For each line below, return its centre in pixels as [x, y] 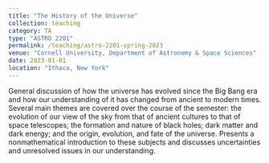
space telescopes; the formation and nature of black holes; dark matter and [133, 124]
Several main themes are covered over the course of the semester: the [125, 108]
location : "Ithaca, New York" [59, 68]
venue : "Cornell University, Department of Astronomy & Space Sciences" [132, 53]
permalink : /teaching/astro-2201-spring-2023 [86, 46]
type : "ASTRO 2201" [41, 38]
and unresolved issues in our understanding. [82, 150]
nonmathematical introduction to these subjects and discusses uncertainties [134, 142]
